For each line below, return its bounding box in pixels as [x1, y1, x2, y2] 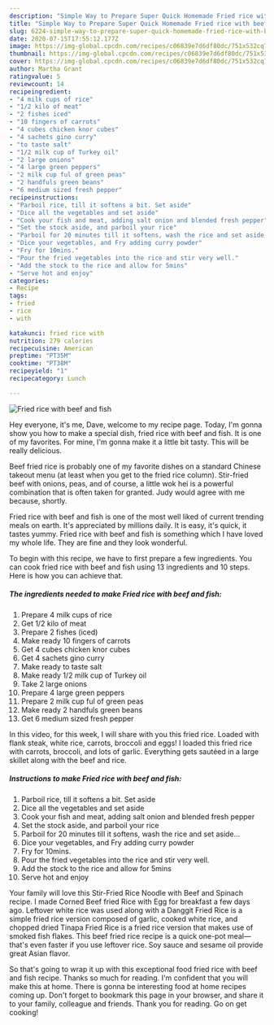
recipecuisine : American [9, 344, 94, 352]
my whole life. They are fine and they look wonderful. [9, 538, 188, 547]
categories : [9, 277, 50, 285]
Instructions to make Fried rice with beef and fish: [9, 774, 182, 783]
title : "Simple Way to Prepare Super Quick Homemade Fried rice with [9, 20, 250, 28]
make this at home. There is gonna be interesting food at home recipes [9, 981, 246, 991]
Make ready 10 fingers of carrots [20, 635, 131, 645]
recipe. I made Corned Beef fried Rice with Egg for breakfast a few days [9, 896, 250, 906]
